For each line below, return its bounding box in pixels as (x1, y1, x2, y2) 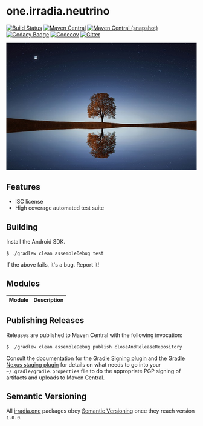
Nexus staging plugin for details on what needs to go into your (6, 361, 161, 368)
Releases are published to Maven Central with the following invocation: (6, 331, 183, 339)
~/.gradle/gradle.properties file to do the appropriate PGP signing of (6, 367, 181, 374)
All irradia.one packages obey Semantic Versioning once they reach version (6, 407, 195, 414)
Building (6, 222, 38, 232)
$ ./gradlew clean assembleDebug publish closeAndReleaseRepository (6, 344, 182, 350)
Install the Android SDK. (6, 238, 65, 245)
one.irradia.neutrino (6, 4, 110, 18)
